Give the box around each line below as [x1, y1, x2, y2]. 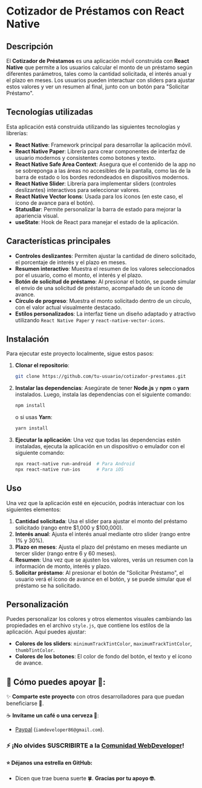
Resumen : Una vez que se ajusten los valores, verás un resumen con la [15, 556, 194, 563]
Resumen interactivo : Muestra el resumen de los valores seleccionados [15, 265, 195, 272]
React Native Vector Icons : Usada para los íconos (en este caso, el [15, 193, 183, 200]
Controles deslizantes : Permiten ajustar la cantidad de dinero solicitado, [15, 252, 197, 259]
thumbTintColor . [15, 646, 56, 654]
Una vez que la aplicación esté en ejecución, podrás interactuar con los [6, 499, 184, 506]
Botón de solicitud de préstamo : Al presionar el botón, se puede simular [15, 277, 197, 285]
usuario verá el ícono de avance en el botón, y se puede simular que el [15, 575, 192, 583]
